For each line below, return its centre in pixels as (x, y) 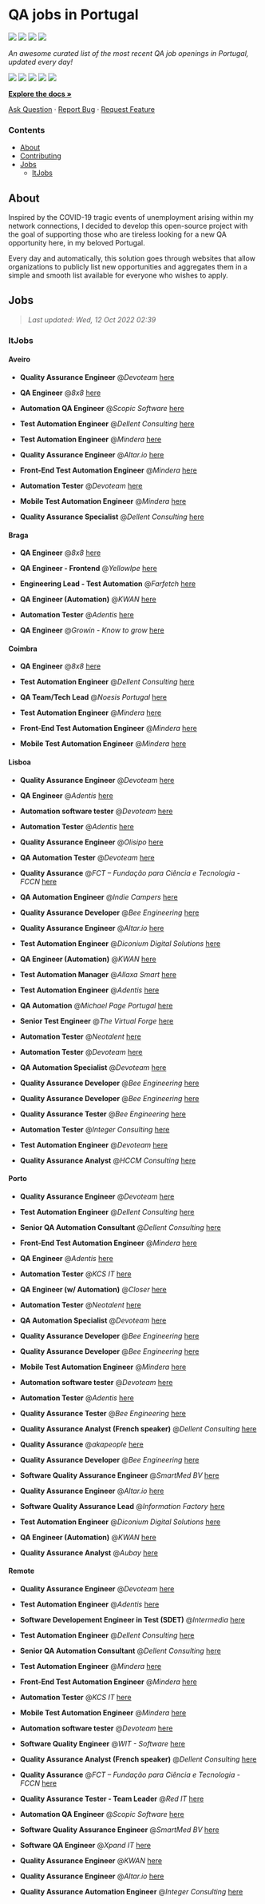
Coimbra (23, 649)
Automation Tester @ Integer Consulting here (95, 1129)
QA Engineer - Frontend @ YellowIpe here (88, 569)
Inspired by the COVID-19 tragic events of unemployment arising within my (131, 218)
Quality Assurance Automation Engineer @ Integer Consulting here (131, 1892)
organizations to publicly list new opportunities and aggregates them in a (128, 267)
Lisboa (20, 762)
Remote (22, 1571)
